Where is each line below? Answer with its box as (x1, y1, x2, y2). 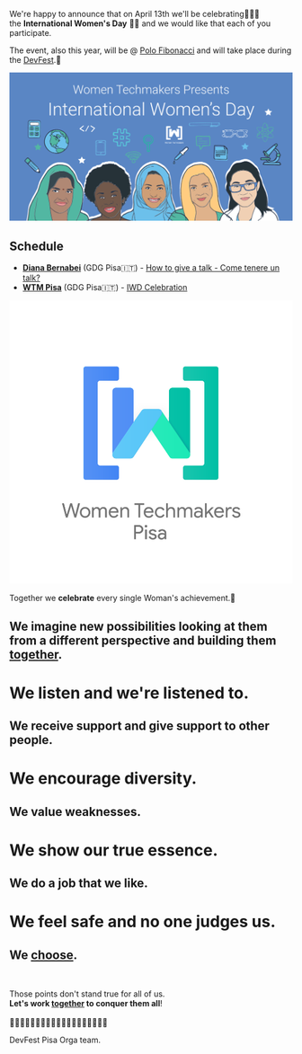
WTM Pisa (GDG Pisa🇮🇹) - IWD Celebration (22, 282, 188, 293)
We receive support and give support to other (9, 719, 270, 734)
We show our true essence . (9, 840, 218, 860)
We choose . (9, 947, 78, 962)
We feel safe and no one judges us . (9, 912, 276, 932)
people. (9, 732, 54, 748)
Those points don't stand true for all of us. (9, 988, 165, 999)
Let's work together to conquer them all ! (9, 998, 164, 1009)
